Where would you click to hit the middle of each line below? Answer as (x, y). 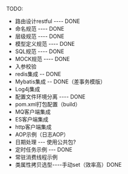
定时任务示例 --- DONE (43, 150)
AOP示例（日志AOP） (42, 134)
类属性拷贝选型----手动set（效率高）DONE (68, 165)
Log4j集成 (27, 89)
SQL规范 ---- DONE (40, 51)
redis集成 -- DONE (38, 74)
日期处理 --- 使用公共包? (46, 142)
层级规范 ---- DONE (40, 36)
